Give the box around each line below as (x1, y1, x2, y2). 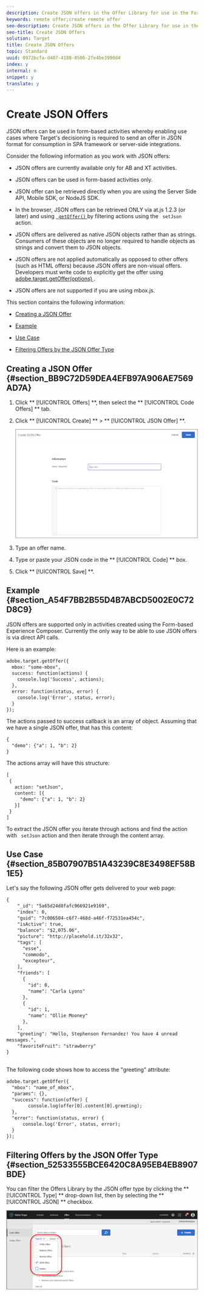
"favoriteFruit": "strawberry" (17, 1043, 97, 1049)
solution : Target (6, 35, 50, 42)
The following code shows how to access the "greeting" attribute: (6, 1066, 171, 1074)
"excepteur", (22, 958, 56, 964)
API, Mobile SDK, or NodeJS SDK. (15, 194, 100, 202)
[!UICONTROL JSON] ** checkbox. (6, 1198, 94, 1206)
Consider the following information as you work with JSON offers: (6, 152, 171, 160)
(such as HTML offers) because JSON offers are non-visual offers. (15, 262, 182, 269)
